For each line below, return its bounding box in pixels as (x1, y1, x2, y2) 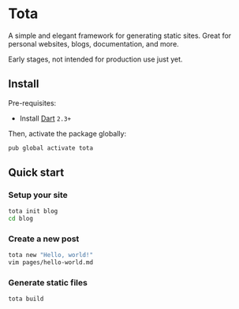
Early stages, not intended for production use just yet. (8, 54, 183, 64)
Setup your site (8, 189, 69, 200)
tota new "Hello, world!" (8, 251, 93, 259)
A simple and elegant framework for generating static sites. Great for (8, 31, 232, 40)
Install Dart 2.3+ (19, 114, 72, 123)
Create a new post (8, 233, 80, 244)
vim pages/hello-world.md (8, 259, 93, 266)
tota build (8, 295, 44, 303)
